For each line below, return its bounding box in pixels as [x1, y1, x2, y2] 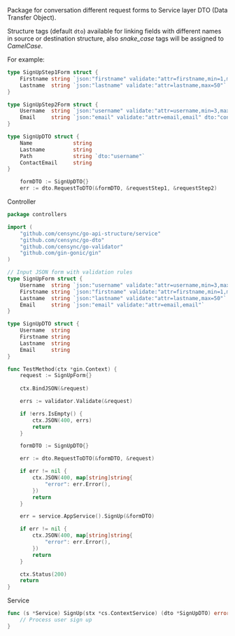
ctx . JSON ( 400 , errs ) [32, 416, 92, 424]
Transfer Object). [7, 13, 57, 22]
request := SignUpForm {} [20, 372, 92, 379]
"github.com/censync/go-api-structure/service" [20, 230, 161, 237]
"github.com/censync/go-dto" [20, 236, 105, 243]
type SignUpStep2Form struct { [7, 101, 99, 108]
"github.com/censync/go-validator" [20, 243, 124, 250]
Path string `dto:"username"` [20, 153, 145, 160]
